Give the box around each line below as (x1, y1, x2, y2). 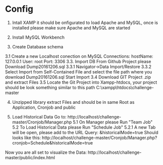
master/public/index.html (5, 154, 55, 160)
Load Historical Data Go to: (12, 114, 67, 119)
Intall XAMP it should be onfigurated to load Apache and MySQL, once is (12, 20, 158, 25)
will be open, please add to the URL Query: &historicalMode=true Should (12, 129, 159, 135)
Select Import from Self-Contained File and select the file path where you (5, 69, 152, 74)
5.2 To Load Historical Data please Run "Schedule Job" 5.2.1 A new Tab (12, 124, 156, 130)
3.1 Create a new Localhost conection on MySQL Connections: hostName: (5, 53, 154, 59)
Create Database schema (12, 44, 63, 49)
